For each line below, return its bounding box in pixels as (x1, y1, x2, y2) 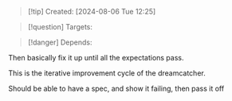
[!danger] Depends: (27, 37, 92, 47)
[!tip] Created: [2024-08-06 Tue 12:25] (27, 7, 156, 16)
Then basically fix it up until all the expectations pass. (8, 53, 185, 62)
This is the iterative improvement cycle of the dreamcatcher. (8, 68, 206, 78)
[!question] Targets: (27, 22, 93, 31)
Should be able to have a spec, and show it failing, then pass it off (8, 84, 225, 93)
